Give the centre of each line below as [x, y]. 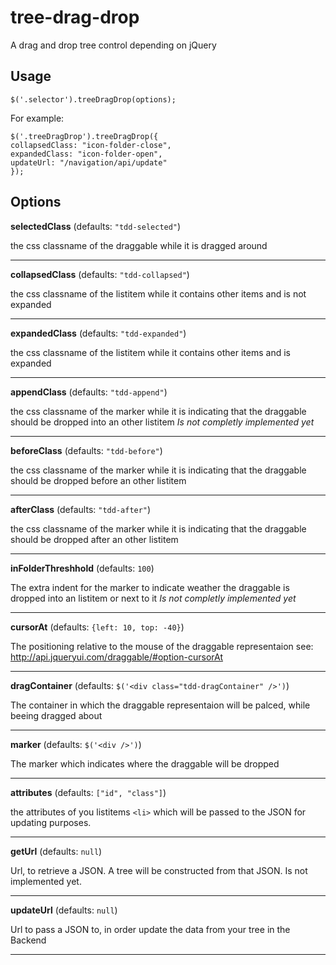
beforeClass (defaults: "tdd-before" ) [86, 450]
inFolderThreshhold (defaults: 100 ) [82, 568]
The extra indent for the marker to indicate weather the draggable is [150, 587]
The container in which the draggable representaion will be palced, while [160, 705]
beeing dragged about [56, 715]
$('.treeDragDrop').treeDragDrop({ [84, 136]
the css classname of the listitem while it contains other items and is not [158, 293]
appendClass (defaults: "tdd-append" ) [89, 392]
